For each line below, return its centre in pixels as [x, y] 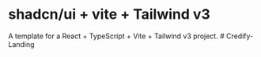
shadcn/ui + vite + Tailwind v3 [110, 14]
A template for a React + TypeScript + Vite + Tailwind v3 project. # [117, 36]
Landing [21, 44]
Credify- [240, 36]
